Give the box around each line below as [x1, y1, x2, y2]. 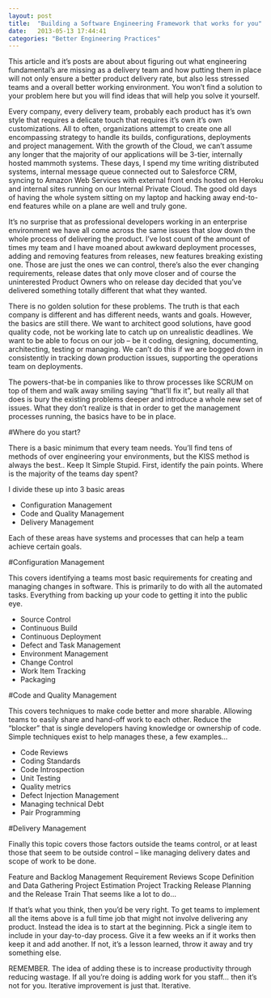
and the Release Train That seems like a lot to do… [8, 890, 176, 899]
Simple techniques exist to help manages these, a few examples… [8, 732, 228, 741]
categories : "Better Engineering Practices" [8, 34, 161, 43]
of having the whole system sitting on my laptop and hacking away [8, 193, 231, 202]
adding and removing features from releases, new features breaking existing [8, 252, 263, 261]
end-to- [231, 193, 259, 202]
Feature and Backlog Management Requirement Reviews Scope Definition [8, 872, 255, 882]
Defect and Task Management [19, 640, 121, 650]
